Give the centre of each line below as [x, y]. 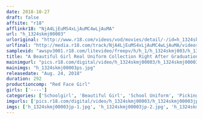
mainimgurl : [21, 62]
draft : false [23, 17]
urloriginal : [23, 40]
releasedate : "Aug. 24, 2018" [44, 73]
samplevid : [20, 51]
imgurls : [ [20, 101]
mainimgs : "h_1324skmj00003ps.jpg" [51, 68]
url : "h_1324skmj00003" [36, 34]
